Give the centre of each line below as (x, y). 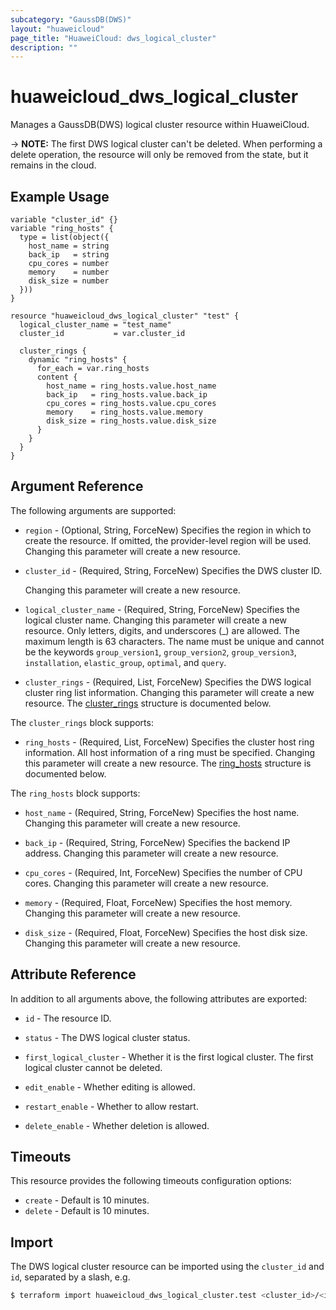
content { (57, 377)
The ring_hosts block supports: (75, 793)
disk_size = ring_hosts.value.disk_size (131, 421)
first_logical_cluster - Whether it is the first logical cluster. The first (169, 1057)
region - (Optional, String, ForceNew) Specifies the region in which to (168, 530)
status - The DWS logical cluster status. (107, 1037)
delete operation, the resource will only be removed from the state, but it (159, 155)
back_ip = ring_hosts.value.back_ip (127, 395)
